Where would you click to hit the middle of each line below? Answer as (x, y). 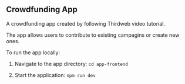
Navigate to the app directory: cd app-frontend (71, 64)
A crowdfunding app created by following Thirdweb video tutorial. (86, 23)
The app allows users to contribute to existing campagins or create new (93, 35)
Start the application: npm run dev (55, 75)
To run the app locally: (33, 52)
